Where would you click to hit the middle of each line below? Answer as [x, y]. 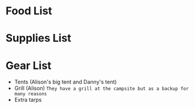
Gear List [28, 65]
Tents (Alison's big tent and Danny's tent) [65, 82]
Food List [29, 11]
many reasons [31, 94]
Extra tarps [28, 100]
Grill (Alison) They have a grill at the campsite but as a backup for [101, 88]
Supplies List [38, 38]
